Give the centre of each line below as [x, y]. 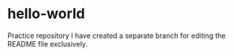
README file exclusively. [48, 43]
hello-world [46, 14]
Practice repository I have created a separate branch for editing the [117, 35]
